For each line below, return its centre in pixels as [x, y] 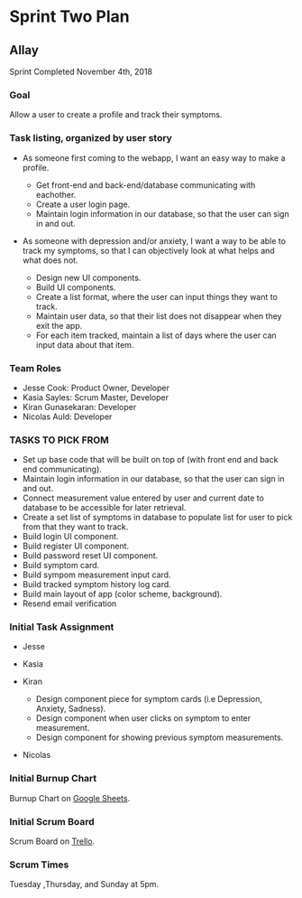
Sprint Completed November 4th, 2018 [81, 71]
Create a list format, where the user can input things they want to [156, 296]
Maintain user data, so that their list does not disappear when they [159, 316]
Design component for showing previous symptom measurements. [160, 737]
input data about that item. [85, 344]
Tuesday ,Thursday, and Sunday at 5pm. [84, 884]
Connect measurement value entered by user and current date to [143, 498]
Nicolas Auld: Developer [67, 416]
